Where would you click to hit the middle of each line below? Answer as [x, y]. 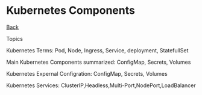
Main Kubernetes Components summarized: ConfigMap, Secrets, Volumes [99, 62]
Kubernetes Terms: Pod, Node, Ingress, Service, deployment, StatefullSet [97, 50]
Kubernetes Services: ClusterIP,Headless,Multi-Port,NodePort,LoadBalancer [101, 85]
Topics [14, 38]
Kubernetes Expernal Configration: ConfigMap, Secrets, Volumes [87, 73]
